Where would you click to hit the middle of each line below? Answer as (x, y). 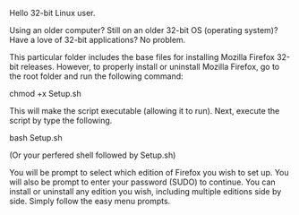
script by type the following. (61, 120)
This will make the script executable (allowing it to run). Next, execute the (145, 111)
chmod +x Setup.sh (46, 94)
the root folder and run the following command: (96, 76)
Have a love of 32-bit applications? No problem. (98, 40)
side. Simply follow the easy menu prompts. (90, 201)
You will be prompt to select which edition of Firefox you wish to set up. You (149, 172)
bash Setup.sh (36, 138)
